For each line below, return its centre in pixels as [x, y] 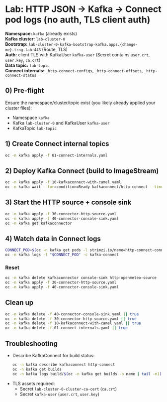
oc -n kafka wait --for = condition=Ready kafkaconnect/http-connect [77, 187]
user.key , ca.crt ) [23, 60]
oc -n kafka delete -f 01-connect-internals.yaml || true [66, 328]
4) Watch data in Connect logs [53, 238]
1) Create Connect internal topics [57, 144]
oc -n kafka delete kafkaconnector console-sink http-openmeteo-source [81, 278]
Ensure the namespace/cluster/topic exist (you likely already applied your [80, 103]
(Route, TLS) [55, 49]
